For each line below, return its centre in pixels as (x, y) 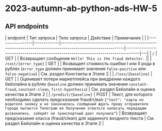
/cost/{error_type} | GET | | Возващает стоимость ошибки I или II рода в (80, 64)
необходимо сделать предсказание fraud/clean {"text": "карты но (74, 99)
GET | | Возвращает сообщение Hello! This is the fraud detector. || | (78, 58)
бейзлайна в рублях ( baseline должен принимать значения (66, 84)
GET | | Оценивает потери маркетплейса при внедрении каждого (73, 79)
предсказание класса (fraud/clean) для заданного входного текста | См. (80, 118)
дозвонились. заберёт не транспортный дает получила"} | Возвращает (76, 113)
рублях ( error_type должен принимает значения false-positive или (75, 69)
